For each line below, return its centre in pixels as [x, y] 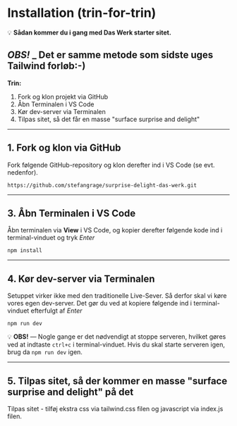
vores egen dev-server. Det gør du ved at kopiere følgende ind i [100, 303]
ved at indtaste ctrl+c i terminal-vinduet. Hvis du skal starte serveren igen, [116, 345]
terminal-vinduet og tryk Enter [51, 238]
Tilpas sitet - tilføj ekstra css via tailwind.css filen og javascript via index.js [115, 409]
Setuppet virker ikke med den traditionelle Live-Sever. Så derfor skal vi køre [117, 296]
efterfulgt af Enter [56, 311]
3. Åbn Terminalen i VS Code [72, 213]
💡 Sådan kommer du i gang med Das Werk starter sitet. [89, 32]
